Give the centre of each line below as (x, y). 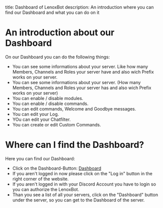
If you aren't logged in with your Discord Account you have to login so (84, 184)
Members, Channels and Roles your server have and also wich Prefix (83, 72)
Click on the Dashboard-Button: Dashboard (57, 168)
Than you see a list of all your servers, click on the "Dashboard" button (85, 195)
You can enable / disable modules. (48, 98)
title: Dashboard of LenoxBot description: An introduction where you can (80, 7)
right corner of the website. (40, 179)
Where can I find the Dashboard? (75, 145)
